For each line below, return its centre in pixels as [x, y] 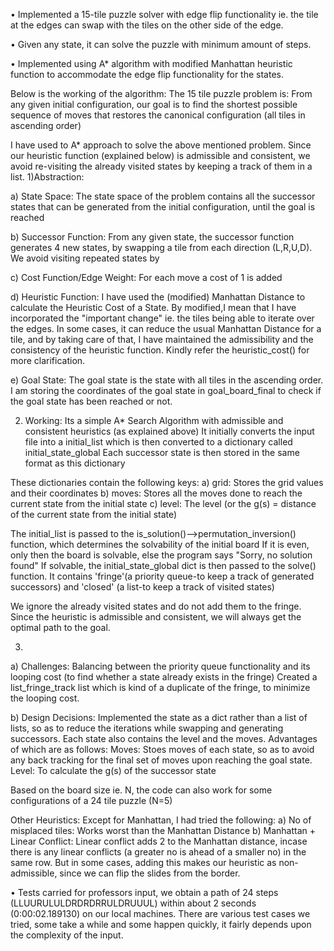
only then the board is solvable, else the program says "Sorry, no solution [161, 555]
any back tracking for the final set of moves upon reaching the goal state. [161, 760]
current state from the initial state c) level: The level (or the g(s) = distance [163, 503]
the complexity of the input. [67, 935]
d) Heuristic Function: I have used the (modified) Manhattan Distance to [158, 297]
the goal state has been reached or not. [91, 401]
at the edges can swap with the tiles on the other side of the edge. [147, 25]
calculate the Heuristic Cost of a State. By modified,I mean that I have [153, 307]
